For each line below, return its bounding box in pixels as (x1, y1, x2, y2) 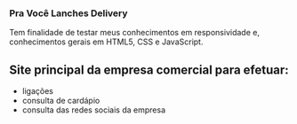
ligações (21, 86, 53, 97)
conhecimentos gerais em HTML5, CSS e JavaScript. (9, 36, 204, 47)
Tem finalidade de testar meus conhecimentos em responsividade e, (9, 27, 261, 38)
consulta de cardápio (21, 96, 100, 106)
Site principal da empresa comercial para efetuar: (9, 62, 289, 77)
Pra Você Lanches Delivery (9, 7, 128, 19)
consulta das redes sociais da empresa (21, 105, 166, 115)
